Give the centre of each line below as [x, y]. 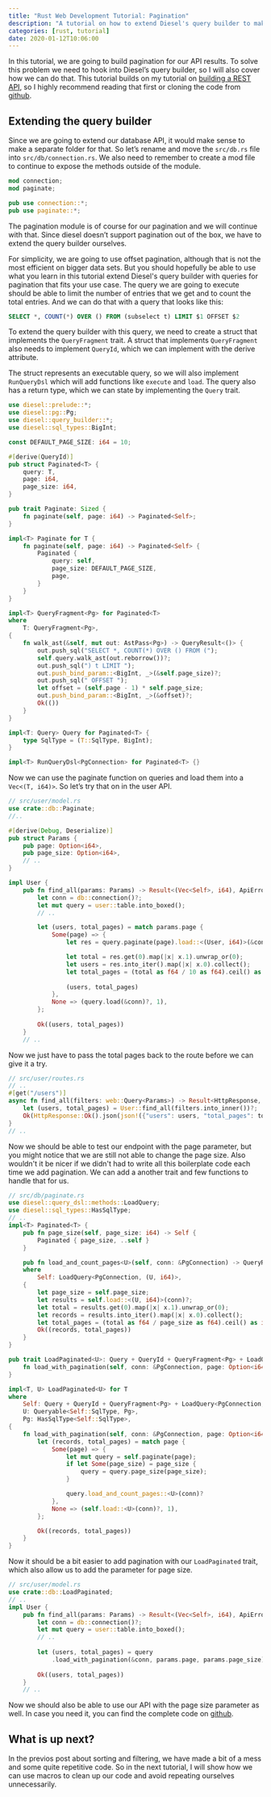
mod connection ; [35, 181]
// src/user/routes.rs [46, 1079]
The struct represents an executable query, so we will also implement [124, 373]
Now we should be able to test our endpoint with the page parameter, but [130, 1146]
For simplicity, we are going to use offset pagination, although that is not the [135, 258]
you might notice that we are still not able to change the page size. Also [127, 1154]
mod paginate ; [32, 188]
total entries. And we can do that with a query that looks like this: [116, 302]
